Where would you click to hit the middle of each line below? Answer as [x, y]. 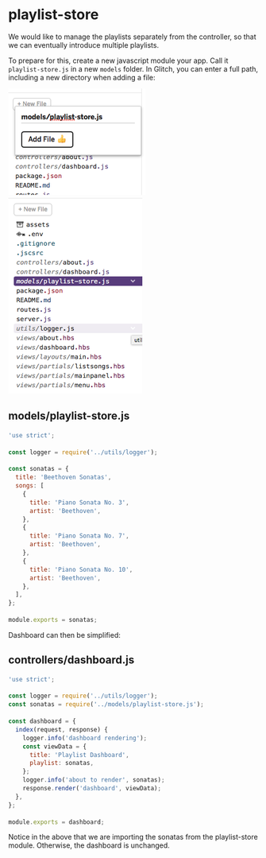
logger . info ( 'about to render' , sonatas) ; [94, 780]
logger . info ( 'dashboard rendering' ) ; [85, 738]
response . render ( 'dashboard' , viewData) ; [92, 789]
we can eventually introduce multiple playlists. [84, 45]
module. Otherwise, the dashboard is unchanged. [89, 845]
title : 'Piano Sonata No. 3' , [79, 503]
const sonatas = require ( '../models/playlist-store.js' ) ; [106, 705]
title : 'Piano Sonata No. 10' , [81, 569]
